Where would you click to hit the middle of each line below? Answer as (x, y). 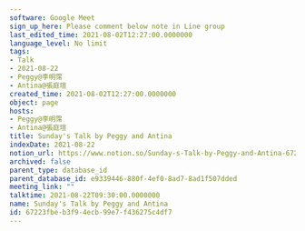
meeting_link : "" (42, 187)
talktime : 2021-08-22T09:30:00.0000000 (85, 196)
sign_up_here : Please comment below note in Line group (117, 26)
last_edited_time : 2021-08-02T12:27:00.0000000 (101, 35)
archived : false (40, 161)
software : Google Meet (52, 18)
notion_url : (32, 153)
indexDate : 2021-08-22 (52, 145)
